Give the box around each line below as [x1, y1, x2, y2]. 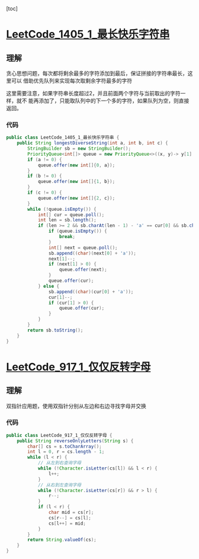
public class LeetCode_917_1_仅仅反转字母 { [6, 432, 113, 438]
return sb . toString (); [27, 327, 84, 333]
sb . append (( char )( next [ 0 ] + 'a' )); [48, 250, 136, 256]
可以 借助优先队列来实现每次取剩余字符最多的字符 [11, 77, 132, 84]
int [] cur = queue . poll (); [37, 211, 105, 218]
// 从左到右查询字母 [37, 460, 82, 466]
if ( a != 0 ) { [27, 156, 62, 162]
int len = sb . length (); [37, 217, 97, 223]
